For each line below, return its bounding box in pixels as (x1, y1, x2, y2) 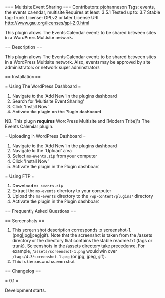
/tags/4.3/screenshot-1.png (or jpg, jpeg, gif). (12, 254, 106, 259)
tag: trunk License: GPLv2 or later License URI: (5, 15, 100, 20)
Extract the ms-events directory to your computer (12, 188, 112, 194)
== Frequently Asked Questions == (5, 208, 76, 214)
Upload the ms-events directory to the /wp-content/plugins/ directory (12, 193, 153, 199)
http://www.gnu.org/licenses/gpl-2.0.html (5, 20, 90, 26)
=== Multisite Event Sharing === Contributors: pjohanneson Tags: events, (5, 4, 155, 10)
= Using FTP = (5, 173, 34, 179)
